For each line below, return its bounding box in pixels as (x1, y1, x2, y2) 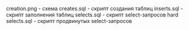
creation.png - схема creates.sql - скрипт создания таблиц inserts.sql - (6, 5, 183, 12)
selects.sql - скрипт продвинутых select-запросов (6, 18, 132, 24)
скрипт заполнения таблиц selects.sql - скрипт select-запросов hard (6, 11, 179, 18)
